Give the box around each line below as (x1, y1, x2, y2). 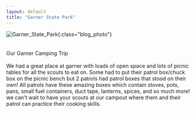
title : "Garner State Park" (6, 14, 76, 20)
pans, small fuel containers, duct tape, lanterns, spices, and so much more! (6, 87, 190, 95)
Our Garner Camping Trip (6, 49, 68, 56)
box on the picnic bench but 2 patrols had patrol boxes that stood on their (6, 75, 186, 82)
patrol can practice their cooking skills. (6, 100, 101, 107)
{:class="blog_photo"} (57, 30, 112, 37)
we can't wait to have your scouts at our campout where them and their (6, 93, 181, 101)
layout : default (6, 8, 46, 15)
